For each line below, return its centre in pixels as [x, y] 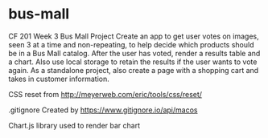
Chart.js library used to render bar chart [74, 125]
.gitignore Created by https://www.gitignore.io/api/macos [103, 110]
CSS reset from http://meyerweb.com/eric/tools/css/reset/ [105, 94]
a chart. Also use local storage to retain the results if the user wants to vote [133, 62]
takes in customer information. [59, 79]
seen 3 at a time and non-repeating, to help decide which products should [131, 44]
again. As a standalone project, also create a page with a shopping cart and [134, 70]
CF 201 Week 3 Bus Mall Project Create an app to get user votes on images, [134, 36]
